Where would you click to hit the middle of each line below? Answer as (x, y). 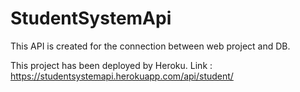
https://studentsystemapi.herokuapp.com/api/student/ (122, 76)
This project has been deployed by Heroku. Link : (111, 65)
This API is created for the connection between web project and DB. (150, 46)
